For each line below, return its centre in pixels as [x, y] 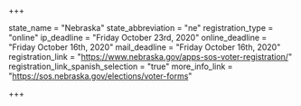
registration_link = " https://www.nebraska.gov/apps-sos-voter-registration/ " [150, 57]
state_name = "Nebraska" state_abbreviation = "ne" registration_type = [141, 28]
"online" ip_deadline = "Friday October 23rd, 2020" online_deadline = [138, 38]
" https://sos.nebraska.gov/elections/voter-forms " [100, 76]
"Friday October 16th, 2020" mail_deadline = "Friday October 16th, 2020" [145, 47]
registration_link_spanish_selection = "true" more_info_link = [121, 66]
